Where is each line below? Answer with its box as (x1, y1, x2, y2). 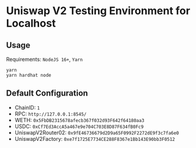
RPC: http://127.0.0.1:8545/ (14, 110, 87, 117)
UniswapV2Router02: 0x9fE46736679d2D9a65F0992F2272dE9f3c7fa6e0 (14, 129, 179, 136)
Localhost (6, 17, 56, 30)
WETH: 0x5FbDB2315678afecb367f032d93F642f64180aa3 (14, 116, 145, 123)
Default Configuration (6, 88, 89, 98)
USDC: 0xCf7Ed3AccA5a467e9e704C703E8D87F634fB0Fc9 (14, 123, 144, 130)
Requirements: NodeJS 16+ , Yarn (6, 56, 83, 63)
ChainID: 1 (14, 104, 40, 111)
